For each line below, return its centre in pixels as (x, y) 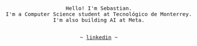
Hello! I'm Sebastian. (99, 8)
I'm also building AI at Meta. (99, 20)
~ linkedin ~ (99, 37)
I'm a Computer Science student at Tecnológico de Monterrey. (99, 14)
